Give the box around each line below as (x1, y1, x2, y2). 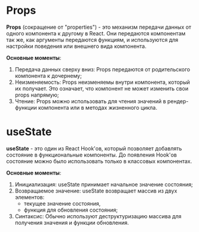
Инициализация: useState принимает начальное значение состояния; (14, 180, 193, 188)
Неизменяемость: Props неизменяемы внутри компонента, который (14, 79, 190, 86)
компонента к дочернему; (14, 72, 82, 79)
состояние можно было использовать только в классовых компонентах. (6, 157, 192, 165)
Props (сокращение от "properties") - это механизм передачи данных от (6, 23, 192, 31)
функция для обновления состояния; (23, 206, 118, 213)
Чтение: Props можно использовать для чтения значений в (14, 97, 166, 105)
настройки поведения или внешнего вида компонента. (6, 43, 147, 50)
